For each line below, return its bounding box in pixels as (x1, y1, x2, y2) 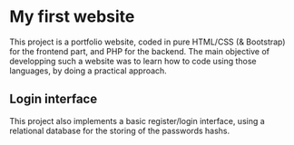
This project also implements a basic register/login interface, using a (9, 115, 265, 126)
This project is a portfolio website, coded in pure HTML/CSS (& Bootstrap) (9, 36, 286, 47)
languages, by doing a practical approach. (9, 65, 168, 76)
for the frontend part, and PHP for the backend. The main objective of (9, 45, 270, 56)
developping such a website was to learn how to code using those (9, 55, 257, 66)
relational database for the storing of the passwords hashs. (9, 125, 230, 136)
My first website (9, 6, 135, 27)
